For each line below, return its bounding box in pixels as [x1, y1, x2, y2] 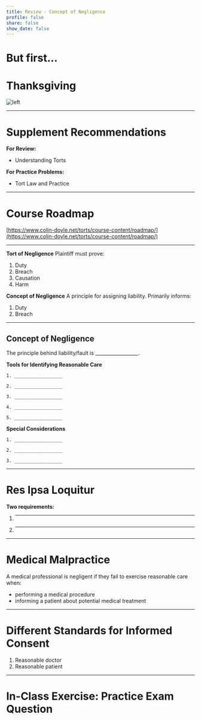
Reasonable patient [14, 662, 63, 670]
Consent [6, 637, 50, 650]
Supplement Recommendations [6, 125, 166, 139]
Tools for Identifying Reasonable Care [6, 361, 103, 368]
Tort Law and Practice [14, 180, 70, 187]
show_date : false [6, 25, 50, 32]
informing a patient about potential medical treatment [14, 597, 147, 604]
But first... [6, 52, 58, 65]
